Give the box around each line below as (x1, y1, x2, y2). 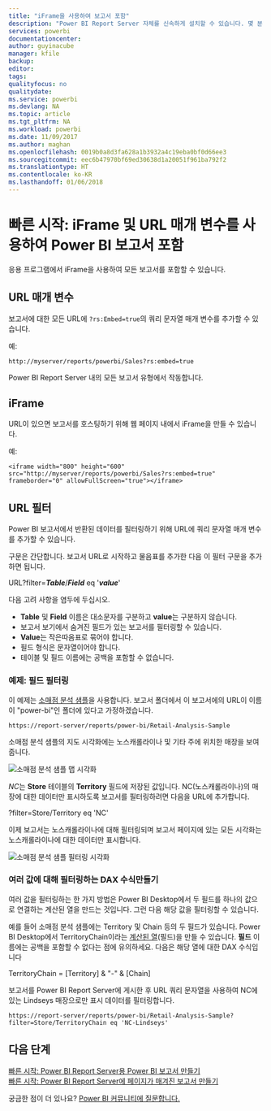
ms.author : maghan (8, 140, 71, 149)
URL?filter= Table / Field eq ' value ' (8, 578, 121, 588)
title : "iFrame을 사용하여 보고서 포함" (8, 11, 130, 20)
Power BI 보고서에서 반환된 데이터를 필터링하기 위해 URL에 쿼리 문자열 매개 (8, 524, 247, 534)
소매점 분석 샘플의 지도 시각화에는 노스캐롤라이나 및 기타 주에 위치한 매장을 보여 (8, 736, 260, 746)
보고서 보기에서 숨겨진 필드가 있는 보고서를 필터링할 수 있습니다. (19, 623, 222, 632)
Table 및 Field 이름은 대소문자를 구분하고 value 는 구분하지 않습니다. (19, 612, 238, 622)
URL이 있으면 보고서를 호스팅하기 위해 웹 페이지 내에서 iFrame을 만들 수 (8, 419, 235, 429)
